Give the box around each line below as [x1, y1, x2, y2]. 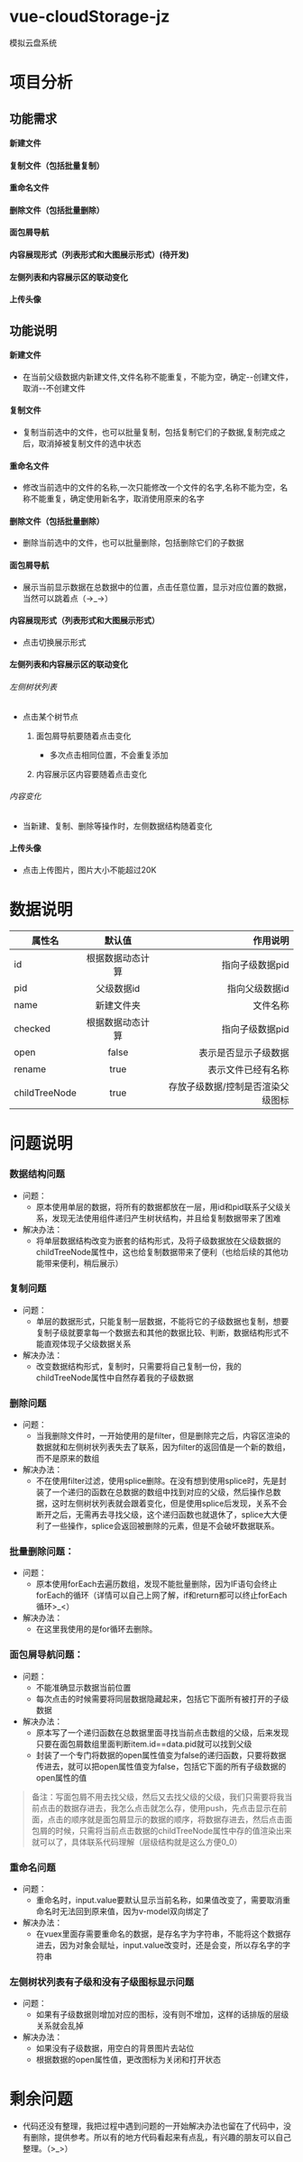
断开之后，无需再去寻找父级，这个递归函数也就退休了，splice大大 [35, 1509, 280, 1520]
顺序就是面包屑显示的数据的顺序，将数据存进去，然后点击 [70, 1814, 285, 1825]
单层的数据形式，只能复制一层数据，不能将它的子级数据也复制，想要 [35, 1315, 289, 1326]
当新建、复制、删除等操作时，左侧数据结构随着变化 [22, 820, 213, 831]
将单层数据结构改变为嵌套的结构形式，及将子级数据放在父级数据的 [35, 1235, 281, 1246]
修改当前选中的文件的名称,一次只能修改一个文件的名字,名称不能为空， [22, 482, 280, 493]
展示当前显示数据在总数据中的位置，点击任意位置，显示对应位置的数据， [22, 582, 291, 592]
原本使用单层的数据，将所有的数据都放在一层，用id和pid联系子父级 [35, 1201, 284, 1212]
